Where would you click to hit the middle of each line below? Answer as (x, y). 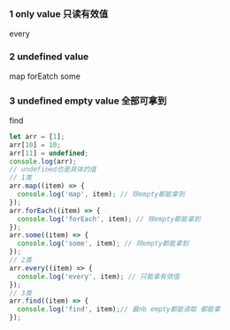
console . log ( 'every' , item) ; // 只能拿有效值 (98, 276)
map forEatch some (45, 76)
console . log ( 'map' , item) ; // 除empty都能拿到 (101, 195)
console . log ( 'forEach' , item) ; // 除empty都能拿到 (109, 219)
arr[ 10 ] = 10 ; (35, 145)
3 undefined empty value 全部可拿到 (88, 101)
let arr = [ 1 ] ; (37, 136)
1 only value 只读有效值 (59, 13)
